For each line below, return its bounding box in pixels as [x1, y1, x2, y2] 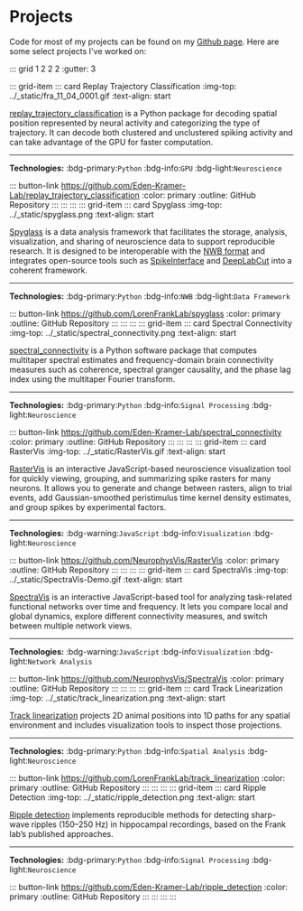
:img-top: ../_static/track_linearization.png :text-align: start [9, 693, 225, 703]
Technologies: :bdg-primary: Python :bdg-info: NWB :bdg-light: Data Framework [9, 291, 290, 302]
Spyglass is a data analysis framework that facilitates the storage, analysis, [9, 226, 288, 237]
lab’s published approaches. [9, 828, 115, 839]
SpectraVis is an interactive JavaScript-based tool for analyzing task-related [9, 591, 293, 602]
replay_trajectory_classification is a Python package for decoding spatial [9, 107, 278, 118]
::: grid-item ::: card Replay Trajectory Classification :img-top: [9, 80, 237, 91]
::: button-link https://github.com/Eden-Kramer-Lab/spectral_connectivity [9, 426, 282, 437]
